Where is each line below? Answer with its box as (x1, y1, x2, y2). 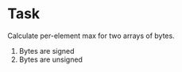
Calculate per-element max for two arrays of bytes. (7, 31, 176, 40)
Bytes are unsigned (18, 55, 83, 64)
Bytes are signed (18, 46, 75, 55)
